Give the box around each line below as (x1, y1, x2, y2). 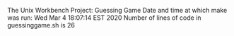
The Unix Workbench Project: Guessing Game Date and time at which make (7, 6, 228, 14)
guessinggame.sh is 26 (7, 21, 76, 29)
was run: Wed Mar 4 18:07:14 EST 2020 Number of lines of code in (7, 13, 201, 22)
